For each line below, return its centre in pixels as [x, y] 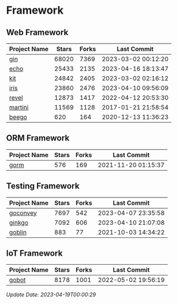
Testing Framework [43, 186]
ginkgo [19, 222]
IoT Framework [35, 253]
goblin [18, 232]
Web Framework [37, 32]
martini [19, 107]
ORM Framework [38, 138]
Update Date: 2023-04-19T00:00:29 [51, 294]
